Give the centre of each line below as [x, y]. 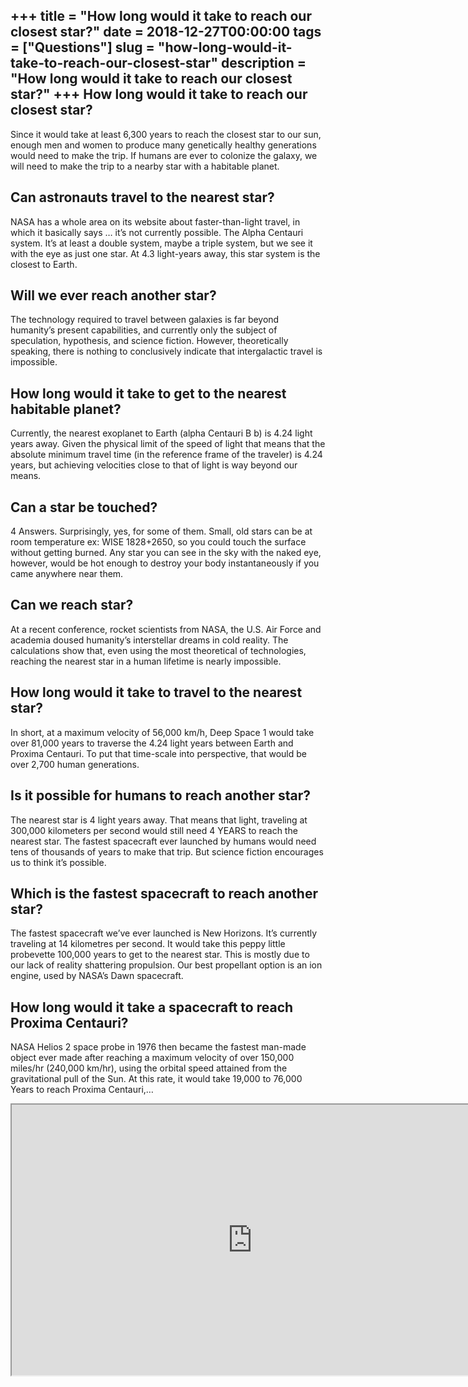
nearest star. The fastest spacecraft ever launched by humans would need [163, 841]
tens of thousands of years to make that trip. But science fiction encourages [167, 851]
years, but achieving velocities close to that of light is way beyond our [154, 465]
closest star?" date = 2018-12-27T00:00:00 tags [166, 32]
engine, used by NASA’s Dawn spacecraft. [97, 976]
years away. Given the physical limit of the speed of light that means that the [168, 444]
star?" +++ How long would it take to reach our [159, 94]
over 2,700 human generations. [75, 764]
